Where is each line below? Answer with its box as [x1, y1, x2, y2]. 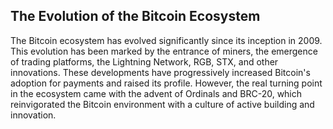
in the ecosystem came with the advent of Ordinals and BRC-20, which [10, 87, 303, 99]
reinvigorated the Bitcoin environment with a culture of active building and [10, 98, 315, 110]
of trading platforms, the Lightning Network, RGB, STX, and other [10, 55, 279, 68]
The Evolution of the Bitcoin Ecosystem [10, 8, 261, 25]
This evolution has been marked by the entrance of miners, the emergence [10, 45, 318, 57]
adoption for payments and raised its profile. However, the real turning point [10, 77, 323, 89]
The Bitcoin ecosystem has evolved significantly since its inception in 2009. [10, 34, 323, 46]
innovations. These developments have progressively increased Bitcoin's [10, 66, 311, 78]
